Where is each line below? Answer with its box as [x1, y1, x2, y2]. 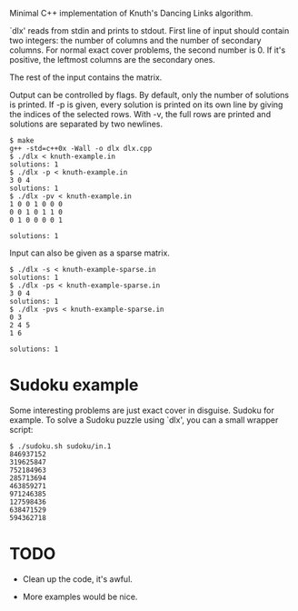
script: [9, 424, 34, 435]
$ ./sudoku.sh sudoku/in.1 [9, 441, 112, 451]
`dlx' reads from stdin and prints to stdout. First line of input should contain [9, 25, 290, 35]
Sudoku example [9, 375, 139, 396]
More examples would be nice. [22, 591, 138, 602]
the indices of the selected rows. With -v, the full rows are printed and [9, 109, 271, 119]
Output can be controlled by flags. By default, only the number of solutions [9, 90, 290, 100]
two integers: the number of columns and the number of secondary [9, 35, 262, 45]
